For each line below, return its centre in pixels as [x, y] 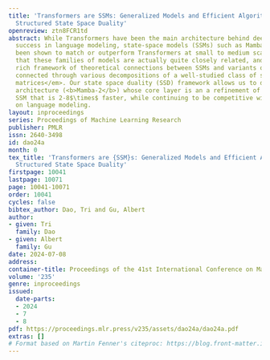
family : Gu [34, 247]
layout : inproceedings [46, 113]
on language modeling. [53, 105]
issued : [21, 292]
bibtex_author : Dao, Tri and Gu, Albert [77, 209]
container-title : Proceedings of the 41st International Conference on [131, 269]
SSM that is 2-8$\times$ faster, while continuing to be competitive [134, 98]
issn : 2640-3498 [35, 135]
